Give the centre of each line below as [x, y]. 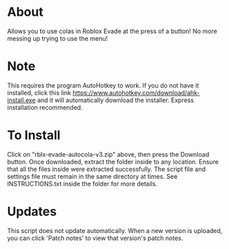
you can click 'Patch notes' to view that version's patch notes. [95, 238]
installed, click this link [39, 92]
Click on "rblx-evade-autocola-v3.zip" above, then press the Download [108, 154]
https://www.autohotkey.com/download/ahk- [136, 92]
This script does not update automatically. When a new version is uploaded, [115, 230]
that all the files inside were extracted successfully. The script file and [107, 169]
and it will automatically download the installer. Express [116, 100]
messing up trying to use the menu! [58, 38]
